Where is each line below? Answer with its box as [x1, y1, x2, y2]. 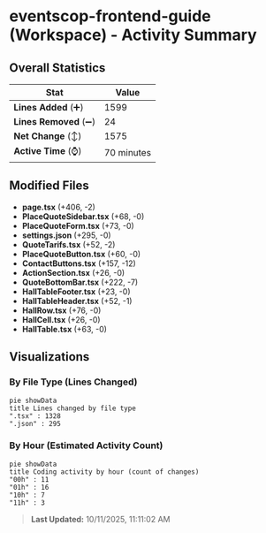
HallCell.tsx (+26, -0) [21, 314, 101, 324]
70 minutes [103, 146, 152, 158]
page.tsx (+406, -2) [21, 202, 95, 212]
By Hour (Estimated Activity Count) [9, 439, 163, 452]
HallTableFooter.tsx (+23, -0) [21, 286, 131, 297]
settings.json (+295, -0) [21, 230, 112, 240]
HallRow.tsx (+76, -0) [21, 305, 102, 316]
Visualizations [9, 349, 90, 364]
